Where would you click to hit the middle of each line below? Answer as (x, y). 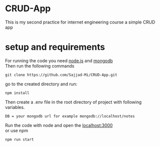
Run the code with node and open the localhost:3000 (59, 125)
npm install (17, 93)
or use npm (17, 130)
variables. (15, 107)
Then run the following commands (40, 66)
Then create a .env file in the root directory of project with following (73, 102)
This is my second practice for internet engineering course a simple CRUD (80, 22)
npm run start (20, 139)
